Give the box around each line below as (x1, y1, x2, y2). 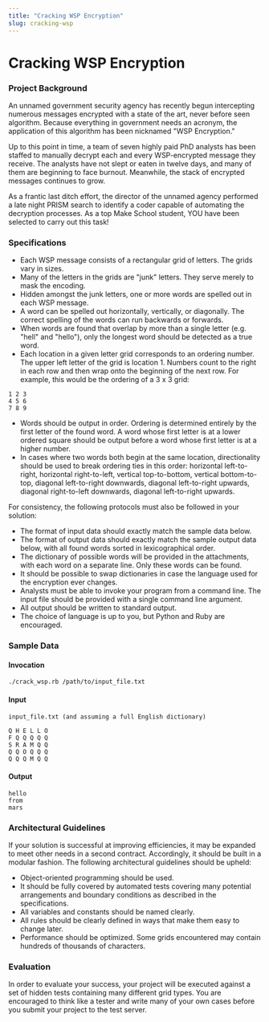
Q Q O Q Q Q (8, 747, 48, 755)
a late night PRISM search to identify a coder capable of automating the (8, 200, 245, 210)
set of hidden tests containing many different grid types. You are (8, 988, 222, 998)
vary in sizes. (19, 264, 64, 274)
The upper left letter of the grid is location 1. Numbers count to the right (19, 358, 257, 368)
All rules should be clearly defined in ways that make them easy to (19, 916, 240, 926)
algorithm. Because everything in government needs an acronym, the (8, 117, 238, 127)
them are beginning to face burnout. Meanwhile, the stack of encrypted (8, 167, 245, 177)
